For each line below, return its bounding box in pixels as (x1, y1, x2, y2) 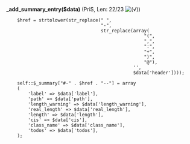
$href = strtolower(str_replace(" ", (17, 17, 112, 23)
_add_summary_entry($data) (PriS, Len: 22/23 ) (6, 6, 141, 13)
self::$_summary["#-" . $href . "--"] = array (17, 80, 136, 86)
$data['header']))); (133, 70, 185, 76)
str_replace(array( (100, 28, 150, 34)
